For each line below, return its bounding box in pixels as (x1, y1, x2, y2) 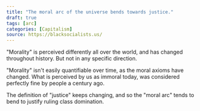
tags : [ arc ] (6, 20, 37, 26)
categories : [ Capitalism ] (6, 26, 72, 32)
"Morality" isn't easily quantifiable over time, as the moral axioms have (6, 66, 184, 74)
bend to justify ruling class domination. (6, 98, 104, 106)
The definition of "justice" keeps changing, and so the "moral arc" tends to (6, 91, 194, 99)
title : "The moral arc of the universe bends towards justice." (6, 9, 174, 15)
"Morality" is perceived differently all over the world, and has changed (6, 48, 183, 56)
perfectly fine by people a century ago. (6, 80, 105, 87)
